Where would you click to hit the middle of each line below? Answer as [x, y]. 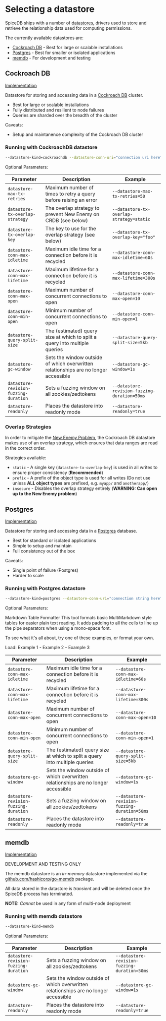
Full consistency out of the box [43, 551]
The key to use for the [71, 228]
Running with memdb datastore [44, 916]
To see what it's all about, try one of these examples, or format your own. [80, 638]
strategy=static [131, 219]
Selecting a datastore [50, 9]
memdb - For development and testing [51, 58]
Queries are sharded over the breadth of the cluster [65, 115]
